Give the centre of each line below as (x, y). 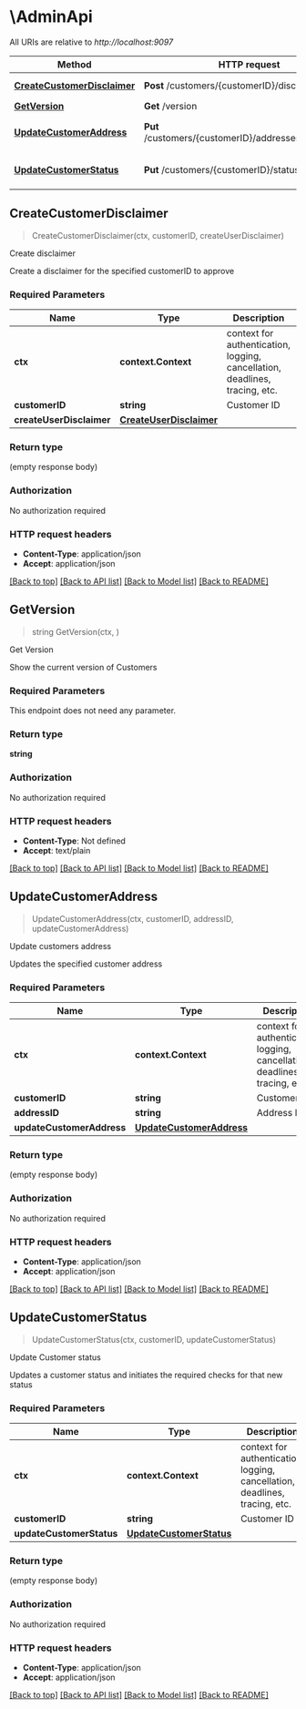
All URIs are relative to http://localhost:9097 (92, 42)
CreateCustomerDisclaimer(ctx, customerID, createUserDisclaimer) (158, 235)
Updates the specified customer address (86, 964)
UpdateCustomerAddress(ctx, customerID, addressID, (133, 918)
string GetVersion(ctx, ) (76, 631)
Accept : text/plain (56, 850)
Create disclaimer (42, 253)
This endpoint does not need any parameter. (92, 711)
